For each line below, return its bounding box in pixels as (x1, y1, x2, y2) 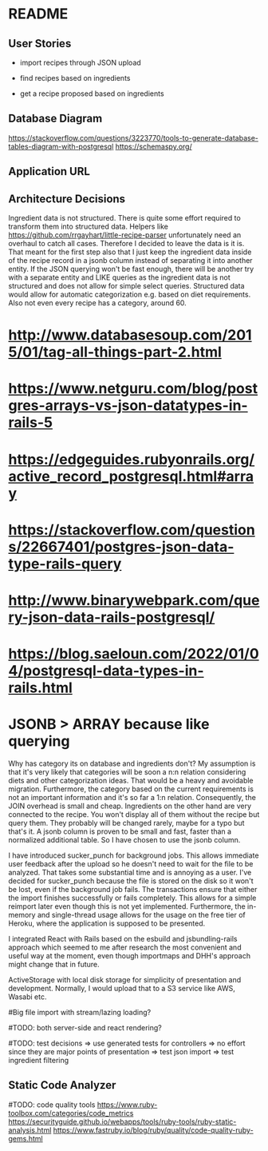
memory (8, 910, 36, 920)
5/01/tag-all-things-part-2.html (8, 343, 222, 361)
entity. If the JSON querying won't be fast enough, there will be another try (8, 265, 254, 274)
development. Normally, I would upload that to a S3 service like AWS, (8, 984, 235, 994)
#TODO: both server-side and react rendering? (8, 1023, 162, 1033)
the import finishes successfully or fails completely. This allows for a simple (8, 893, 257, 903)
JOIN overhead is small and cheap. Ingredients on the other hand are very (8, 801, 252, 811)
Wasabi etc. (8, 992, 47, 1002)
